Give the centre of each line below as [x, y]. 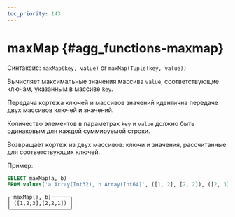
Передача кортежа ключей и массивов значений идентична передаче [113, 102]
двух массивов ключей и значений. [60, 110]
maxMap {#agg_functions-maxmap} [115, 48]
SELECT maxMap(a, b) [37, 178]
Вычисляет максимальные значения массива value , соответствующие [113, 81]
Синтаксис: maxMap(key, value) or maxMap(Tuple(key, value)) [97, 68]
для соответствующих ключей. [54, 152]
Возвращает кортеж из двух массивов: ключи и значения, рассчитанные [117, 144]
